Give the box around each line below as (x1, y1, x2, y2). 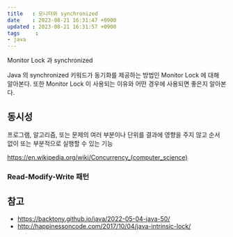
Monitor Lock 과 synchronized (7, 56, 93, 65)
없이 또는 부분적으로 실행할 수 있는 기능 (7, 139, 113, 147)
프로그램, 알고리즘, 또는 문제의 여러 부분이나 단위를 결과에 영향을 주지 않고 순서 (7, 130, 220, 139)
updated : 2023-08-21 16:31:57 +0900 (7, 23, 117, 30)
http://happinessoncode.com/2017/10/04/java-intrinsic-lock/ (17, 222, 191, 230)
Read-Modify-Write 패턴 (7, 171, 90, 181)
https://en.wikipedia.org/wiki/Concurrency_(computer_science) (7, 153, 188, 161)
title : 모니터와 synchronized (7, 10, 99, 17)
